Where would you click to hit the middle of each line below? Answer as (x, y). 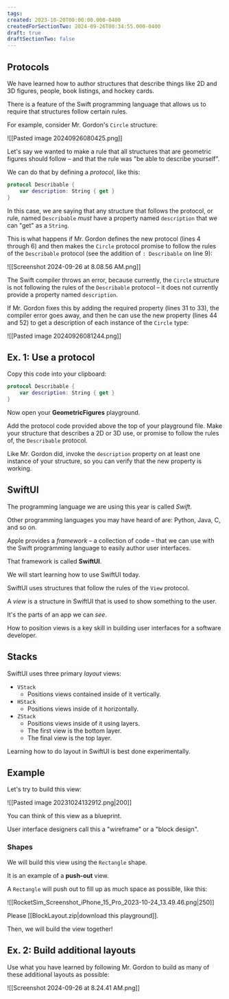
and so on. (22, 527)
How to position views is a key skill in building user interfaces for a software (114, 627)
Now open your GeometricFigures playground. (74, 412)
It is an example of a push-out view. (58, 875)
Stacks (22, 657)
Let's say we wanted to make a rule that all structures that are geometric (109, 151)
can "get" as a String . (38, 225)
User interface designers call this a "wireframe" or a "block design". (103, 829)
